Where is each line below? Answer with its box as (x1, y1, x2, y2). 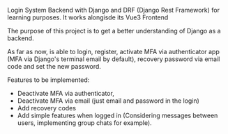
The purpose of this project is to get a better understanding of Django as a (7, 27, 221, 35)
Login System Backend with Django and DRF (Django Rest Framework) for (7, 6, 220, 14)
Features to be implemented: (7, 76, 90, 84)
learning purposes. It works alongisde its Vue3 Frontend (7, 13, 169, 22)
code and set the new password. (7, 62, 101, 70)
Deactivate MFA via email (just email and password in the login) (17, 97, 200, 105)
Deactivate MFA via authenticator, (17, 90, 115, 97)
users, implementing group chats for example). (17, 119, 152, 127)
